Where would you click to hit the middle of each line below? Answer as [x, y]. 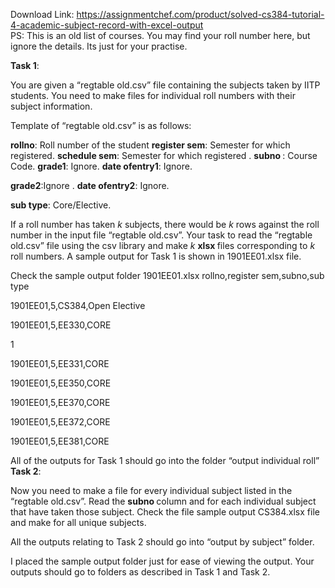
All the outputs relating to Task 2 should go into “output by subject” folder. [162, 542]
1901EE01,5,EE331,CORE [60, 363]
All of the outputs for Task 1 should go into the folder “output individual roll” [165, 460]
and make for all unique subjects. [78, 522]
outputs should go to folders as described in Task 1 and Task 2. [140, 572]
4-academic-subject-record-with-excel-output [107, 25]
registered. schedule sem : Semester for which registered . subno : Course [164, 155]
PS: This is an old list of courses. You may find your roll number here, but [160, 35]
